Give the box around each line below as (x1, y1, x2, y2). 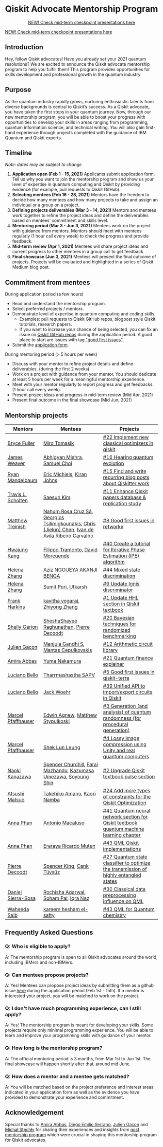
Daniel (7, 889, 22, 895)
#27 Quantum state (103, 854, 147, 860)
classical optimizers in (103, 440, 154, 446)
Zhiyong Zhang (43, 603, 78, 610)
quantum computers (103, 753, 149, 760)
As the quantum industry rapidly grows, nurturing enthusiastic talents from (5, 98, 154, 104)
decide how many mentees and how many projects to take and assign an (12, 197, 158, 203)
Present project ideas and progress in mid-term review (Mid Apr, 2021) (12, 392, 153, 398)
